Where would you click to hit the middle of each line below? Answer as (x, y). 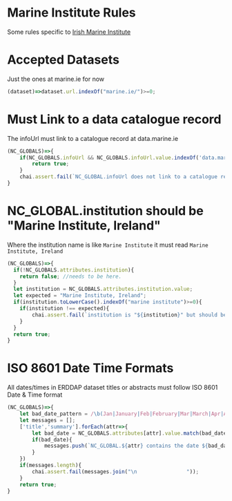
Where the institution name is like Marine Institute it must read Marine (108, 245)
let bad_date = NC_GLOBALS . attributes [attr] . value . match (115, 433)
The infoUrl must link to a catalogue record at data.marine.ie (93, 138)
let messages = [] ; (48, 420)
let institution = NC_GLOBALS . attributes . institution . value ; (103, 289)
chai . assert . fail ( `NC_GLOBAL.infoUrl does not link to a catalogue (118, 177)
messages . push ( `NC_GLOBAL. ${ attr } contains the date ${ (126, 446)
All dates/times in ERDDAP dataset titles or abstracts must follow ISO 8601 (113, 388)
